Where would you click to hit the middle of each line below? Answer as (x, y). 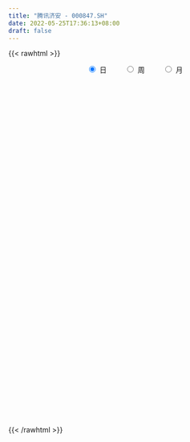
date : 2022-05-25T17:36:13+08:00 (64, 23)
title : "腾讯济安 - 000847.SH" (58, 16)
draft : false (30, 30)
